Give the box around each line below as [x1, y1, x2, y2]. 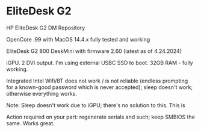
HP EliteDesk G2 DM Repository [6, 24, 85, 31]
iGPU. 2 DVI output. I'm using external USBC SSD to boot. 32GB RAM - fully [6, 59, 194, 66]
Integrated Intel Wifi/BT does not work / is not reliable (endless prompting [6, 77, 188, 84]
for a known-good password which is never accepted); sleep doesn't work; [6, 83, 193, 91]
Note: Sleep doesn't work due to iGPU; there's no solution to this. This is [6, 101, 185, 109]
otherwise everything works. [6, 90, 77, 97]
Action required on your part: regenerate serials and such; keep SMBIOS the [6, 113, 196, 120]
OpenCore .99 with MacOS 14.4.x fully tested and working [6, 36, 150, 43]
